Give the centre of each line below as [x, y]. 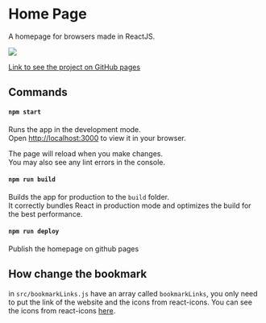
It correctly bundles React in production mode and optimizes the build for [130, 205]
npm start [25, 112]
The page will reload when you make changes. [86, 153]
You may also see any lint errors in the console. [87, 162]
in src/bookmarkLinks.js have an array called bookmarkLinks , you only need [133, 293]
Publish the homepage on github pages [74, 248]
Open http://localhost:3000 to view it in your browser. [98, 138]
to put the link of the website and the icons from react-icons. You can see [130, 302]
